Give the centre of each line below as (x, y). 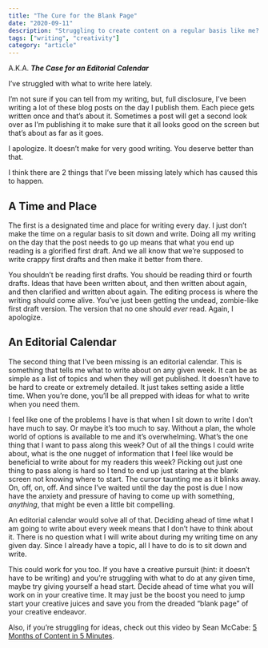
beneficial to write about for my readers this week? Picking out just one (125, 462)
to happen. (26, 181)
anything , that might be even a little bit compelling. (92, 504)
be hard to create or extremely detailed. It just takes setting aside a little (126, 387)
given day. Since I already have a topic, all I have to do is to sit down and (128, 545)
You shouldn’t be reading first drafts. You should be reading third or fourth (130, 274)
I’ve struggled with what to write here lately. (80, 84)
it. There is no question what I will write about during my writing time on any (133, 537)
